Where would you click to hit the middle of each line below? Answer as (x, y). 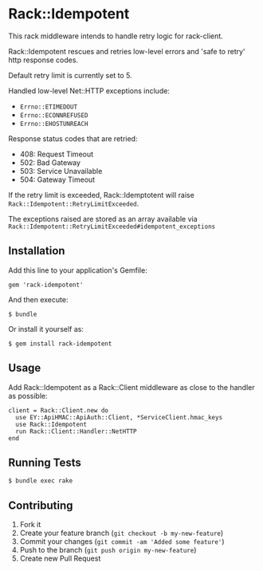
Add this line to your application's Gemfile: (78, 270)
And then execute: (38, 299)
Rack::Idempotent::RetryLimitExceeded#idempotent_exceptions (112, 226)
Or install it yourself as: (46, 329)
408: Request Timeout (57, 154)
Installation (37, 251)
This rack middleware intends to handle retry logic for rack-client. (116, 36)
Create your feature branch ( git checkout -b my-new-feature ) (122, 533)
